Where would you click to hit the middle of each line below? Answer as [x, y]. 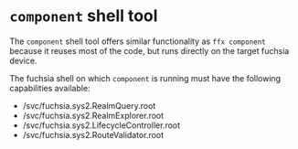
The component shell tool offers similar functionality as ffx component [138, 41]
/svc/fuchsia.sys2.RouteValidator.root [93, 134]
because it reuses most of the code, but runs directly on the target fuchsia [149, 50]
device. [23, 60]
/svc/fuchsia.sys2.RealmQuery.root [89, 105]
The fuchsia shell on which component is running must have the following [145, 78]
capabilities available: [50, 88]
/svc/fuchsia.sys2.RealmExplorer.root [93, 115]
